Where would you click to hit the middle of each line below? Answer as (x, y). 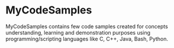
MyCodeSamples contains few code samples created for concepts (87, 26)
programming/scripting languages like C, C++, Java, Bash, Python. (87, 39)
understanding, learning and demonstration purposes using (78, 32)
